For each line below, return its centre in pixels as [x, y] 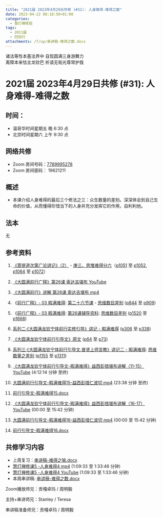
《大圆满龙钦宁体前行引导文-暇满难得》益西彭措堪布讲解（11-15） [78, 366]
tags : [11, 28]
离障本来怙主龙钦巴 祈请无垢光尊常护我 [45, 62]
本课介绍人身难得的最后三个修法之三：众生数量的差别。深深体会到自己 [83, 200]
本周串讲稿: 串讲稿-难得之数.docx [46, 478]
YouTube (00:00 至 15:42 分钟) [43, 409]
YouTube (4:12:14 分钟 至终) [41, 372]
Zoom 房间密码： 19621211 [39, 170]
